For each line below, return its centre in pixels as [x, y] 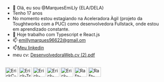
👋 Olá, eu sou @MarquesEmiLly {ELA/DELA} [58, 8]
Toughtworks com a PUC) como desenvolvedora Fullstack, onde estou [86, 24]
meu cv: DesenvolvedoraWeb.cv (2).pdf [54, 55]
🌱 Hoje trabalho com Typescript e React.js [56, 34]
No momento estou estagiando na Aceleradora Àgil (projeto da [77, 18]
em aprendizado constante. [41, 29]
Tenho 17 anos [27, 13]
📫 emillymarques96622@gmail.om [49, 40]
